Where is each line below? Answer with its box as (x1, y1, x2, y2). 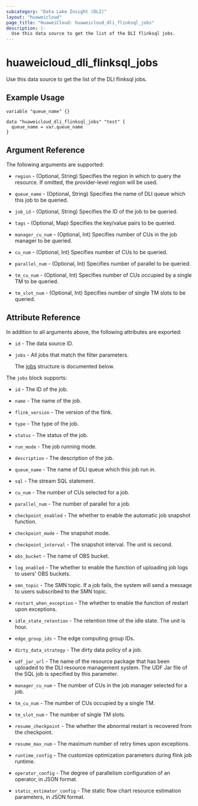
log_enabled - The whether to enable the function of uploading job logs (14, 564, 188, 571)
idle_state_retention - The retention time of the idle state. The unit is (14, 617, 186, 624)
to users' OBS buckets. (14, 570, 71, 577)
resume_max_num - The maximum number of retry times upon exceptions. (14, 740, 190, 747)
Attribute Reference (6, 313, 81, 323)
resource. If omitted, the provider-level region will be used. (14, 179, 158, 186)
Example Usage (6, 93, 65, 103)
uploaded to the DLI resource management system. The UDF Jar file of (14, 663, 188, 671)
